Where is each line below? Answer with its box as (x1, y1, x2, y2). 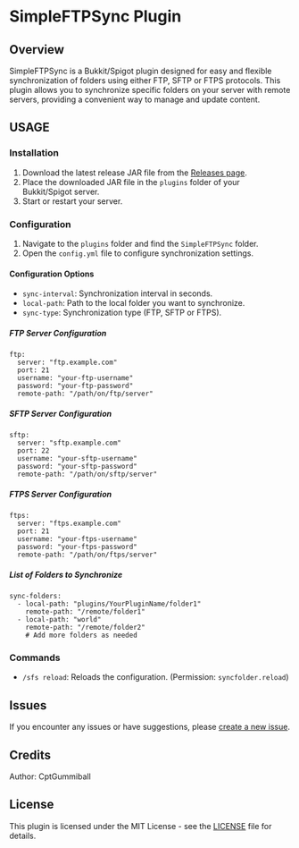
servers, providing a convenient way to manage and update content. (9, 94, 261, 105)
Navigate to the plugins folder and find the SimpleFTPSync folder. (21, 238, 259, 249)
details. (9, 830, 37, 841)
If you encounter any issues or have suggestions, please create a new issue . (9, 722, 290, 733)
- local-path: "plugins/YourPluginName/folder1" (17, 599, 202, 609)
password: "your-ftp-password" (17, 382, 134, 391)
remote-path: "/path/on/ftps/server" (17, 550, 158, 560)
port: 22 (17, 446, 50, 455)
